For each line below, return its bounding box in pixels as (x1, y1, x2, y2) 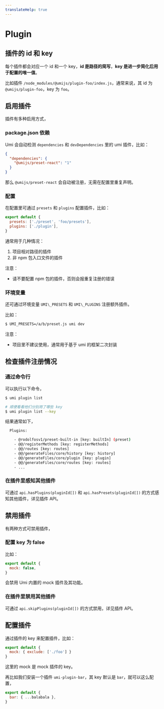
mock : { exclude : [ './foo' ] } (9, 649, 71, 655)
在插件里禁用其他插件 (5, 593, 56, 600)
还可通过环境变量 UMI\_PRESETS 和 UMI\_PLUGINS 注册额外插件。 (5, 301, 132, 307)
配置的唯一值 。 (9, 70, 40, 75)
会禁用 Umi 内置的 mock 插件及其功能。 (5, 580, 86, 586)
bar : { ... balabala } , (9, 695, 56, 700)
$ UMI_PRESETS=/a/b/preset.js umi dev (5, 321, 85, 327)
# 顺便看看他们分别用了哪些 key (5, 404, 63, 409)
